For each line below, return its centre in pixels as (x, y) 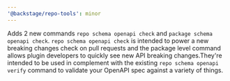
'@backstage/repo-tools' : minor (54, 13)
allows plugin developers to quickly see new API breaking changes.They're (115, 55)
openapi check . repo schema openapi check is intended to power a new (108, 40)
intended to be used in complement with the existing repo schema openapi (113, 62)
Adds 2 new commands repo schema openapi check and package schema (110, 33)
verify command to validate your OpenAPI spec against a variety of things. (115, 70)
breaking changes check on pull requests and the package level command (114, 48)
